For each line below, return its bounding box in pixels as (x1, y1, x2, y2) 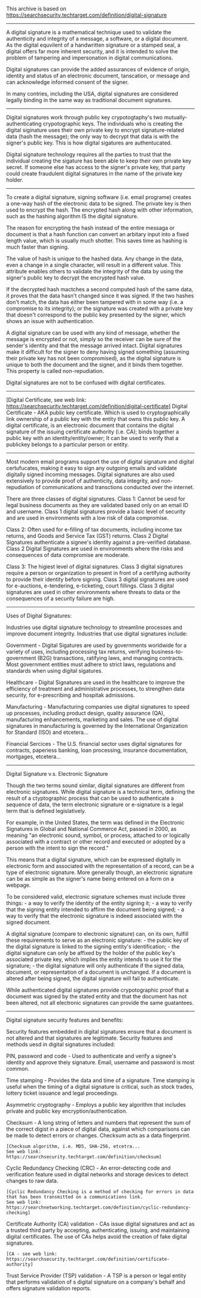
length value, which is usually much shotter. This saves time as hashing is (6, 237, 188, 244)
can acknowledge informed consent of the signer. (6, 79, 129, 86)
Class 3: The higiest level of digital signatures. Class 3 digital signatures (6, 563, 184, 570)
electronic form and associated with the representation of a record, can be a (6, 863, 194, 869)
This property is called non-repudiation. (6, 368, 105, 374)
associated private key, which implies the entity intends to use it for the (6, 956, 181, 963)
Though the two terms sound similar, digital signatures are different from (6, 782, 185, 789)
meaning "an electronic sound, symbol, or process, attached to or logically (6, 832, 190, 839)
